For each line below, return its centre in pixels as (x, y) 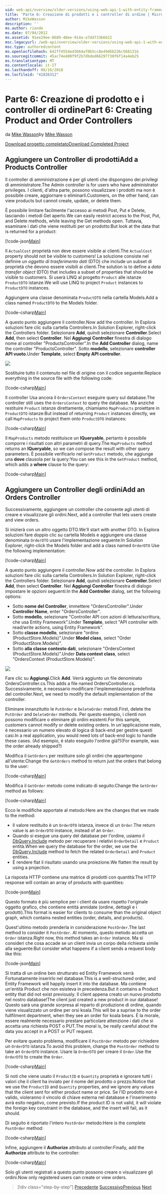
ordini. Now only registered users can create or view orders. (66, 1178)
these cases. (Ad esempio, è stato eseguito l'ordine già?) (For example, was (82, 741)
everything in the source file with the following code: (59, 378)
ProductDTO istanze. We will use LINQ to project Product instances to (74, 283)
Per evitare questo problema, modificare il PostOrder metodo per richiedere (82, 1041)
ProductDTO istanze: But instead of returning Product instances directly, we (80, 413)
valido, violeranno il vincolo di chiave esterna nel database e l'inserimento (81, 1097)
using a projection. (31, 868)
